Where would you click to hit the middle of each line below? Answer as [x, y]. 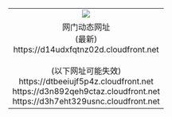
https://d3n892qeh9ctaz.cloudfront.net [86, 91]
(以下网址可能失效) [86, 71]
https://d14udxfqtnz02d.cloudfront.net [86, 49]
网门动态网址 [86, 27]
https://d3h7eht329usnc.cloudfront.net [86, 101]
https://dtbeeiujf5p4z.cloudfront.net [86, 81]
